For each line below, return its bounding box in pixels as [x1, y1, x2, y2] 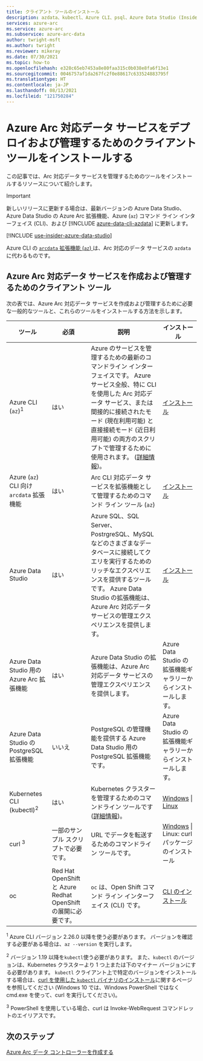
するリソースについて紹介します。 [11, 180, 95, 187]
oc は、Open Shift [91, 883, 141, 891]
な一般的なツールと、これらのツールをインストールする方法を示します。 [6, 307, 185, 314]
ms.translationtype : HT [6, 76, 66, 82]
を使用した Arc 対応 [91, 389, 147, 398]
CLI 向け [9, 481, 33, 490]
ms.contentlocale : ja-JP [6, 82, 69, 88]
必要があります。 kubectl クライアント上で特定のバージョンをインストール [11, 969, 197, 976]
